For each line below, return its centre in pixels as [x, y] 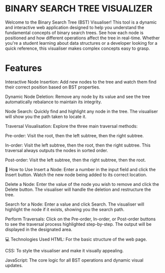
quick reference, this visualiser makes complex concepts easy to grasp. [78, 48]
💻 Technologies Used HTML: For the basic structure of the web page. [76, 239]
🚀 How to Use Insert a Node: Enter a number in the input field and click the [81, 169]
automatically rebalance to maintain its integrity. [54, 102]
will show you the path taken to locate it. [46, 117]
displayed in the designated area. [39, 229]
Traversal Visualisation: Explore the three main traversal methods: [71, 126]
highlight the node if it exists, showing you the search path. [65, 209]
